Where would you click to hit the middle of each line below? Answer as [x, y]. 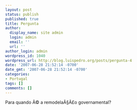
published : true [22, 19]
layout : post [19, 10]
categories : [17, 74]
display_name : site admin [36, 33]
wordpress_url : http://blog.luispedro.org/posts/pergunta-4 [69, 60]
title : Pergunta [22, 24]
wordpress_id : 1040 [25, 56]
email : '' [20, 42]
